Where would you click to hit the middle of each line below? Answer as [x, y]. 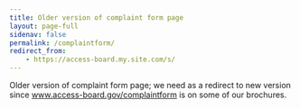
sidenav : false [38, 34]
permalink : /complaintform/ [62, 43]
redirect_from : [38, 51]
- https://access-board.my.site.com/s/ [101, 59]
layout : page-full [44, 26]
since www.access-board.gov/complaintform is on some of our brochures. [148, 95]
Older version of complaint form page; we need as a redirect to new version [150, 85]
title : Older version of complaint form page [96, 18]
